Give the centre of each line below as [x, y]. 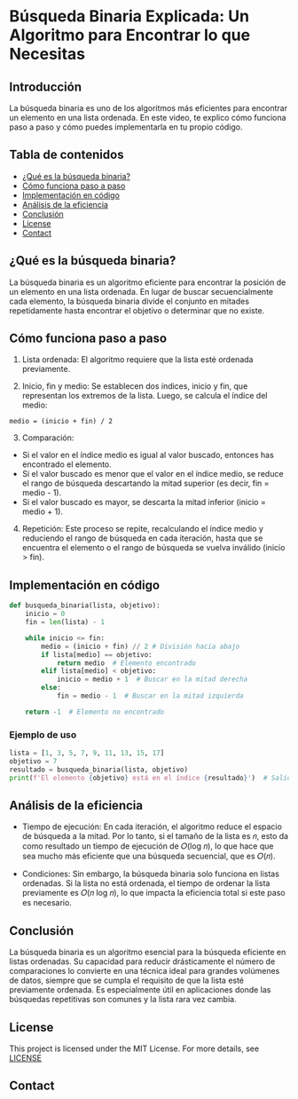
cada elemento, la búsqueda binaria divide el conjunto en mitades [129, 301]
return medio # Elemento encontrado [126, 663]
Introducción [46, 87]
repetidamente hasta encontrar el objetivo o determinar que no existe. [137, 310]
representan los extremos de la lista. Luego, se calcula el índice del [145, 396]
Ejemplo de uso [43, 734]
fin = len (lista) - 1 [65, 622]
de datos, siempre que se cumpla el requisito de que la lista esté [127, 980]
